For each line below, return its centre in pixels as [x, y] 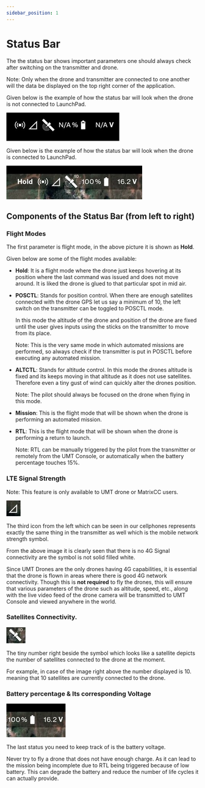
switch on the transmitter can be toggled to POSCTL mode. [89, 308]
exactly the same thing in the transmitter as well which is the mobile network [103, 532]
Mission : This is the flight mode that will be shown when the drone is [102, 413]
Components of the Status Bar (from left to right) [101, 216]
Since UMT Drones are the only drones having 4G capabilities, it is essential [102, 569]
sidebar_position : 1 [33, 13]
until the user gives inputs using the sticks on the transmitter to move [102, 327]
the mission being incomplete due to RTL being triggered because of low [98, 765]
